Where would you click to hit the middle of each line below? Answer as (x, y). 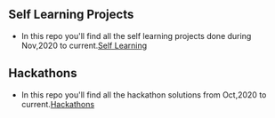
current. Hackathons (58, 104)
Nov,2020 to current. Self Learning (84, 45)
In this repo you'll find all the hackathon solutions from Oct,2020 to (144, 94)
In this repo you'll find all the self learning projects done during (136, 35)
